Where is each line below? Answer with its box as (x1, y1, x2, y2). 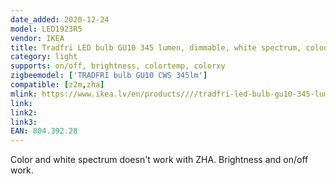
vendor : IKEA (10, 33, 65, 43)
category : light (10, 52, 78, 62)
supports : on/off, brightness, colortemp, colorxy (10, 61, 226, 71)
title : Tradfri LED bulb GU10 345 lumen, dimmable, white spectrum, (10, 42, 302, 53)
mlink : (10, 89, 38, 99)
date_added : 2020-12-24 (10, 14, 110, 25)
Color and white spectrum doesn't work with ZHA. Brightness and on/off (10, 154, 309, 166)
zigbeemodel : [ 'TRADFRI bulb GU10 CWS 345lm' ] (10, 71, 208, 81)
